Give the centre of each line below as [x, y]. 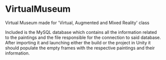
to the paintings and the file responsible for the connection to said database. [83, 37]
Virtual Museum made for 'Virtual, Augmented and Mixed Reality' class [77, 23]
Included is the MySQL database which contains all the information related [81, 32]
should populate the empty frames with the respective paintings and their [80, 48]
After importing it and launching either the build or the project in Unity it [78, 42]
